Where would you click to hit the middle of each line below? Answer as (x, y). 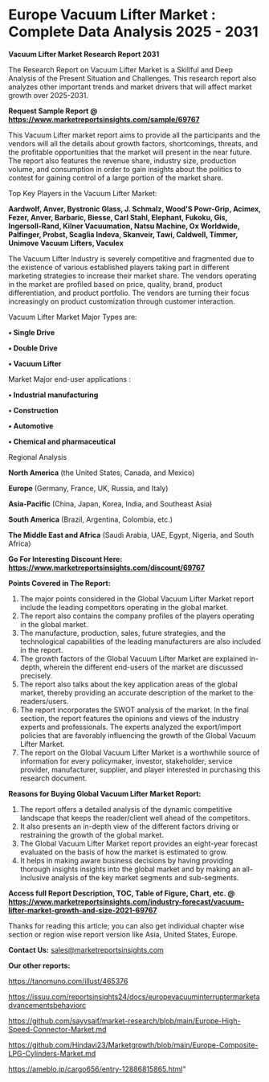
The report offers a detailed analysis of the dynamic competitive (126, 809)
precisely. (36, 675)
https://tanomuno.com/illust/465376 (68, 981)
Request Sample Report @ (53, 111)
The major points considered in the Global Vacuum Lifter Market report (137, 598)
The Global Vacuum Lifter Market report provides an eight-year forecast (139, 843)
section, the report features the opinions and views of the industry (129, 718)
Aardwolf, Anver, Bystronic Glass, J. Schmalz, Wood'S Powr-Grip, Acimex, (134, 209)
